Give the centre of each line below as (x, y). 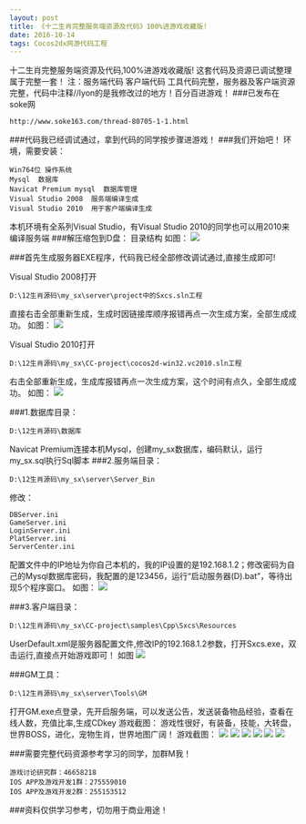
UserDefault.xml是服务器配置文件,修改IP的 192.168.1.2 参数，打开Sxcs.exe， (149, 644)
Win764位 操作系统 (41, 170)
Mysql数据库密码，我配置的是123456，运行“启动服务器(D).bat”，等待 (155, 576)
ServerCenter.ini (42, 547)
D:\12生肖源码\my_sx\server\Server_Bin (82, 480)
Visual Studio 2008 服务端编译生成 (74, 199)
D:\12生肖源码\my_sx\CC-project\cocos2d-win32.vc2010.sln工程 (126, 364)
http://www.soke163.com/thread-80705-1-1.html (99, 122)
